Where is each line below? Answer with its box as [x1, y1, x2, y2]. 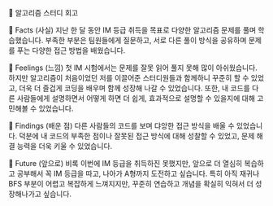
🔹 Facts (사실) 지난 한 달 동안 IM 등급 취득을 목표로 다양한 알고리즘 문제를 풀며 [8, 25, 257, 35]
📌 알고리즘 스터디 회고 [8, 8, 79, 17]
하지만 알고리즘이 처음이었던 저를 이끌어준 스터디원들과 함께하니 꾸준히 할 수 [8, 73, 249, 82]
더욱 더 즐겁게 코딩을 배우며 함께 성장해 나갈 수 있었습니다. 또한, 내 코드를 [19, 83, 250, 93]
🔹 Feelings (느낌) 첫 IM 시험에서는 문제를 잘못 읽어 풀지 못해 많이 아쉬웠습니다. [8, 63, 258, 72]
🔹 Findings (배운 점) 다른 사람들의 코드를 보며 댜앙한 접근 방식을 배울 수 [8, 121, 235, 130]
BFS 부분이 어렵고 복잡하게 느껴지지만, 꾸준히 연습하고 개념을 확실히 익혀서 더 [8, 179, 253, 188]
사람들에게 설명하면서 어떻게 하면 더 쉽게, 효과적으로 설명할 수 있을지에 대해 [16, 94, 256, 103]
